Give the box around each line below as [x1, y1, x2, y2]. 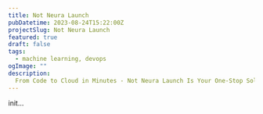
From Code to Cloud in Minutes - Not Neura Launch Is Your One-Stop [15, 77, 243, 84]
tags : [8, 48, 26, 55]
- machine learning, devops [15, 55, 107, 63]
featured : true [8, 33, 58, 41]
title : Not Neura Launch [8, 11, 89, 20]
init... [8, 98, 24, 108]
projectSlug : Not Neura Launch [8, 26, 110, 34]
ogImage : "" [8, 62, 47, 70]
